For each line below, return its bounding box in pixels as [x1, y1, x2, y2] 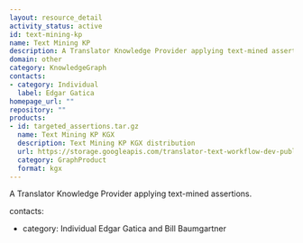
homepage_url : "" [9, 96, 75, 106]
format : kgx [17, 164, 63, 173]
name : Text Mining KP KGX [17, 130, 115, 139]
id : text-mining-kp [9, 30, 83, 39]
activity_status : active [9, 22, 103, 31]
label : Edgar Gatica [17, 88, 95, 97]
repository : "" [9, 105, 67, 114]
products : [9, 113, 47, 122]
